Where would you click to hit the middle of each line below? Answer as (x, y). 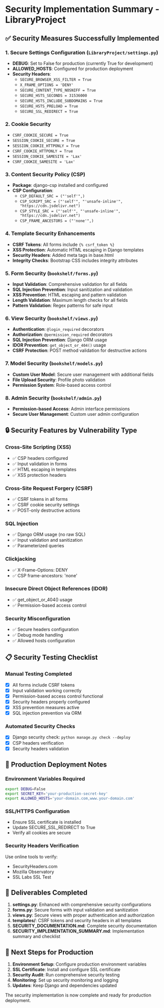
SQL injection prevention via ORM (47, 713)
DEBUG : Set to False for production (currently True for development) (83, 63)
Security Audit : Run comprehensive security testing (66, 975)
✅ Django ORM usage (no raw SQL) (49, 534)
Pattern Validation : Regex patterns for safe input (63, 305)
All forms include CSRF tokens (43, 685)
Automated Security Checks (40, 727)
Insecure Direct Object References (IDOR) (57, 589)
